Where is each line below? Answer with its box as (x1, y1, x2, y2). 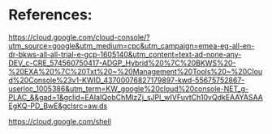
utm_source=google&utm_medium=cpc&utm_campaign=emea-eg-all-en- (8, 40, 255, 50)
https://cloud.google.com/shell (8, 116, 112, 126)
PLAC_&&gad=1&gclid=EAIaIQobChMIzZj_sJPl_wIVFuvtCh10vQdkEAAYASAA (8, 92, 264, 102)
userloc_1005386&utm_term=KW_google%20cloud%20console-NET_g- (8, 83, 249, 94)
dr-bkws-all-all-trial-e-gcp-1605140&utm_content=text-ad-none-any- (8, 49, 242, 59)
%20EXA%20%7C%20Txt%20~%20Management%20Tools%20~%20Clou (8, 66, 263, 76)
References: (8, 6, 93, 24)
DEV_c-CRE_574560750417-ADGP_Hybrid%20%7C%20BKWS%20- (8, 58, 236, 68)
